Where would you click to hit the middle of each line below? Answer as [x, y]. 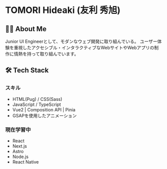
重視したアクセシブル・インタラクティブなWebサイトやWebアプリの [84, 47]
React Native [25, 162]
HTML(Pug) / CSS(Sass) [37, 99]
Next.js [20, 146]
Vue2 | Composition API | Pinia [44, 109]
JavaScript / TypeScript [37, 104]
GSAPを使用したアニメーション [45, 115]
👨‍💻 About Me [26, 29]
